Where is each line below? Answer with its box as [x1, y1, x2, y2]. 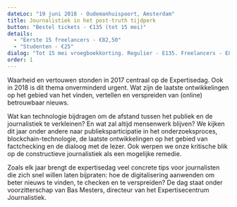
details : [7, 30, 33, 37]
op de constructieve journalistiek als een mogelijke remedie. [7, 149, 182, 158]
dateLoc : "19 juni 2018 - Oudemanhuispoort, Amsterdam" [7, 10, 175, 18]
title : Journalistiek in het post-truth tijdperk [7, 17, 157, 24]
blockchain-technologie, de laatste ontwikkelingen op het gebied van [7, 134, 208, 143]
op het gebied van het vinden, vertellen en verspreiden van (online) [7, 90, 203, 99]
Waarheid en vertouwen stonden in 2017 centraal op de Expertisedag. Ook [7, 76, 224, 84]
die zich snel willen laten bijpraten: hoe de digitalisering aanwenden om [7, 170, 215, 179]
